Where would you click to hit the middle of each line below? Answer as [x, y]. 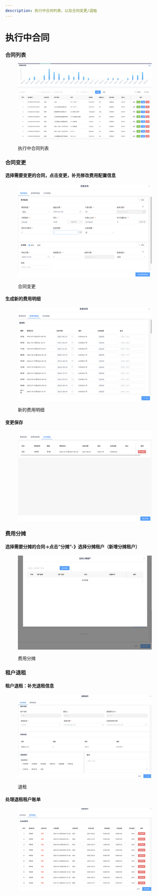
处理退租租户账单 [23, 800]
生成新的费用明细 [23, 299]
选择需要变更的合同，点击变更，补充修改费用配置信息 [61, 175]
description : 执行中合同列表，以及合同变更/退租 [51, 11]
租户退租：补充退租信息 [30, 686]
